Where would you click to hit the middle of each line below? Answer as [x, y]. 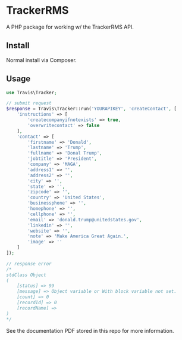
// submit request [29, 103]
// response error [29, 264]
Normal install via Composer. [42, 60]
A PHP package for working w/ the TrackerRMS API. [70, 27]
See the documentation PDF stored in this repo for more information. [90, 330]
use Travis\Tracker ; [32, 92]
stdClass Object [26, 275]
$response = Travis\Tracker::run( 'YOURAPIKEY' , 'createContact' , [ [92, 109]
